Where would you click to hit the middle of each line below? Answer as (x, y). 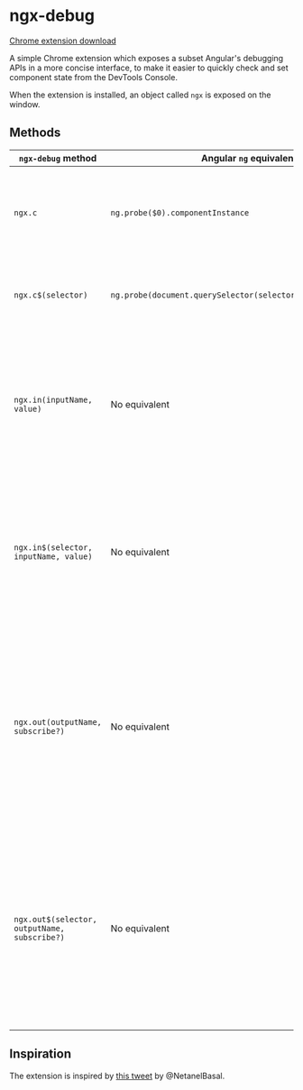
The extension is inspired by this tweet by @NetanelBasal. (117, 1076)
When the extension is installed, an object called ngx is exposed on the (141, 95)
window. (25, 104)
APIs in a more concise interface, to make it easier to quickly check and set (149, 68)
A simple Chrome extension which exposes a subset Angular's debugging (147, 58)
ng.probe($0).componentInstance (180, 212)
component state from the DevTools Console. (94, 77)
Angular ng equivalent (249, 158)
